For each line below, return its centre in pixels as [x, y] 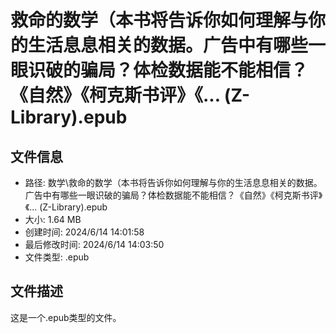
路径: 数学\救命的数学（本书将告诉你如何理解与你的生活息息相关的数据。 [173, 182]
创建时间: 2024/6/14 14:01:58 [84, 232]
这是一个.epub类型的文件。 [66, 317]
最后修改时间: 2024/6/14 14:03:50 [94, 244]
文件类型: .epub [57, 257]
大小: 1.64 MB [53, 219]
